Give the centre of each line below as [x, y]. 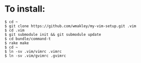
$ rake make [17, 43]
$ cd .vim [15, 30]
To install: [25, 9]
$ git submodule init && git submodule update [53, 34]
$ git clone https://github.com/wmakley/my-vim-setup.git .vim [70, 26]
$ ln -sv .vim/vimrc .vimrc [33, 51]
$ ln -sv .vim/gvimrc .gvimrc [35, 56]
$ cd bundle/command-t [28, 39]
